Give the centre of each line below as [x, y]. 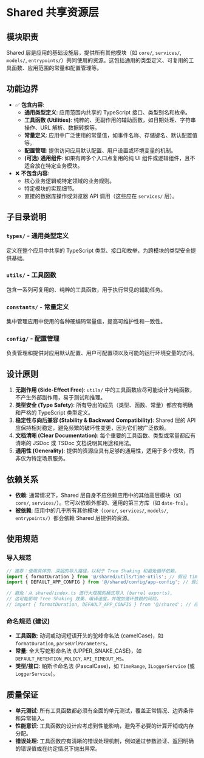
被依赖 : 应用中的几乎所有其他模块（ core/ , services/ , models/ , [92, 511]
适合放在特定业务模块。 [53, 166]
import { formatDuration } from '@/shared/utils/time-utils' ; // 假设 [97, 577]
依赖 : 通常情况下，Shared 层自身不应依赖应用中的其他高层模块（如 [98, 495]
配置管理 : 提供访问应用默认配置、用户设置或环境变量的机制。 [100, 150]
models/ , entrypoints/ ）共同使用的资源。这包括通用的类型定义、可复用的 [98, 60]
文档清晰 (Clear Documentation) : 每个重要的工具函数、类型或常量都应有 [105, 435]
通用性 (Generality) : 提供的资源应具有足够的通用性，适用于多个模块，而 [104, 451]
